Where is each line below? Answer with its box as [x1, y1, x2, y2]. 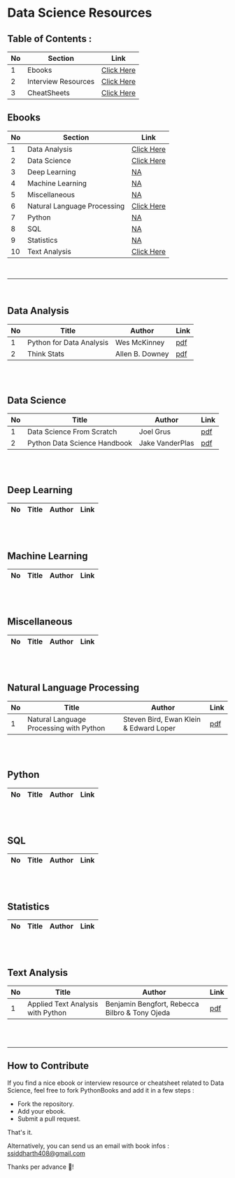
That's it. [7, 1128, 33, 1136]
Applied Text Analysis [27, 999, 99, 1009]
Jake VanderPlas [138, 439, 194, 448]
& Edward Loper [122, 723, 176, 732]
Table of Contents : [7, 33, 92, 45]
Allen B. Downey [115, 348, 169, 358]
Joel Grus [138, 427, 171, 437]
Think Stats [27, 348, 65, 358]
